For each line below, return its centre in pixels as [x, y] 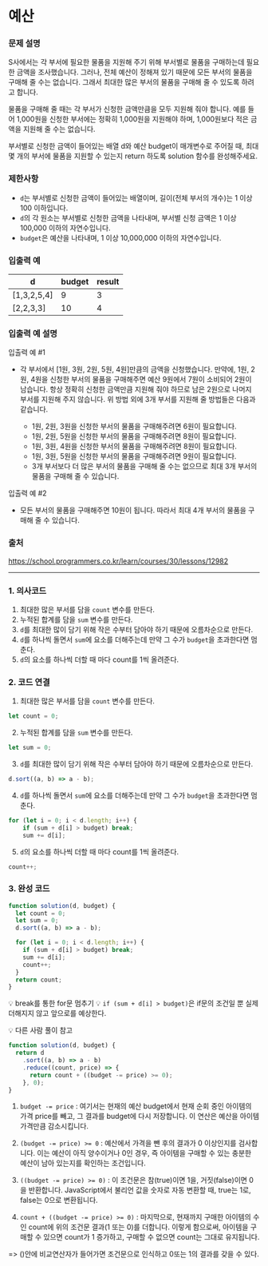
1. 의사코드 [28, 591]
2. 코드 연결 [29, 682]
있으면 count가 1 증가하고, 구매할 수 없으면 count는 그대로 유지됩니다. [152, 1237]
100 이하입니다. [44, 208]
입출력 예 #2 [28, 493]
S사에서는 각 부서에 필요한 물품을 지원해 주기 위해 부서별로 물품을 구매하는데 [126, 62]
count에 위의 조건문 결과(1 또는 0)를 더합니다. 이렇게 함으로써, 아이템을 [138, 1227]
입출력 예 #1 [27, 352]
